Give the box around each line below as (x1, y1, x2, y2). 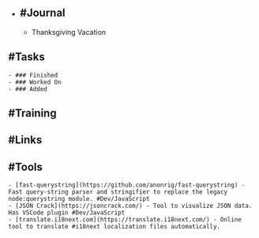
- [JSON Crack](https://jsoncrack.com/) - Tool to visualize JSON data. (8, 202, 253, 210)
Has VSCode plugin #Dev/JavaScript (8, 209, 126, 217)
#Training (8, 107, 57, 120)
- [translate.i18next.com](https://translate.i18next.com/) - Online (8, 216, 242, 224)
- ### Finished (8, 71, 58, 79)
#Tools (8, 160, 43, 173)
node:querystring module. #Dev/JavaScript (8, 195, 150, 203)
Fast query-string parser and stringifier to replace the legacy (8, 188, 227, 196)
